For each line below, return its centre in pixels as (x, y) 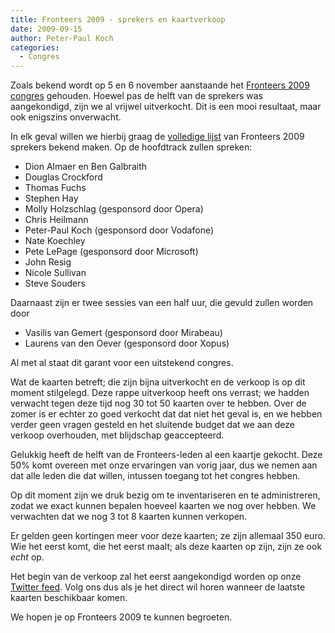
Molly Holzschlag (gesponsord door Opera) (114, 209)
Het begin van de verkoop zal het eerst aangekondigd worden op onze (156, 577)
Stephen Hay (51, 198)
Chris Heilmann (56, 220)
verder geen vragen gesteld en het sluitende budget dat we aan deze (152, 425)
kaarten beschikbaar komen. (69, 598)
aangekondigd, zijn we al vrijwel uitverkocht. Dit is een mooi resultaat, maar (166, 107)
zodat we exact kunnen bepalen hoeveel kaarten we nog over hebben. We (163, 506)
